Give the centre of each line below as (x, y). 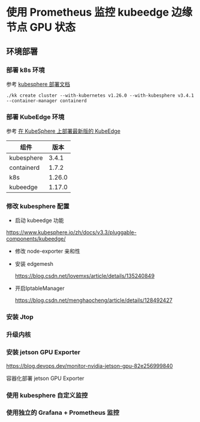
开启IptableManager (40, 288)
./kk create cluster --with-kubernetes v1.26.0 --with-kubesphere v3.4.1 (100, 95)
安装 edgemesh (34, 264)
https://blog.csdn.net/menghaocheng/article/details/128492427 (93, 300)
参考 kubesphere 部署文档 (38, 84)
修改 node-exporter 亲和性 (48, 251)
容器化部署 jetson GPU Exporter (46, 378)
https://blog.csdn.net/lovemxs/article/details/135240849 (84, 276)
